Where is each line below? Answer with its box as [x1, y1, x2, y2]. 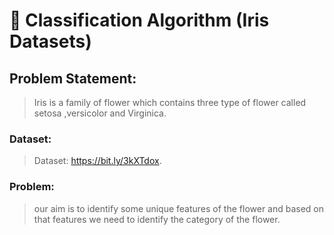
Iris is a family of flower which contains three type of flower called [33, 97, 307, 108]
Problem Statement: [9, 70, 137, 87]
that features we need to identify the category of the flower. [33, 213, 281, 225]
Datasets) [9, 30, 92, 53]
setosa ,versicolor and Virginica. [33, 107, 167, 119]
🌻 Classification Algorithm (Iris [9, 9, 270, 32]
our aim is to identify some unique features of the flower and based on [33, 202, 325, 214]
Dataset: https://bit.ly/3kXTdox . [33, 155, 162, 167]
